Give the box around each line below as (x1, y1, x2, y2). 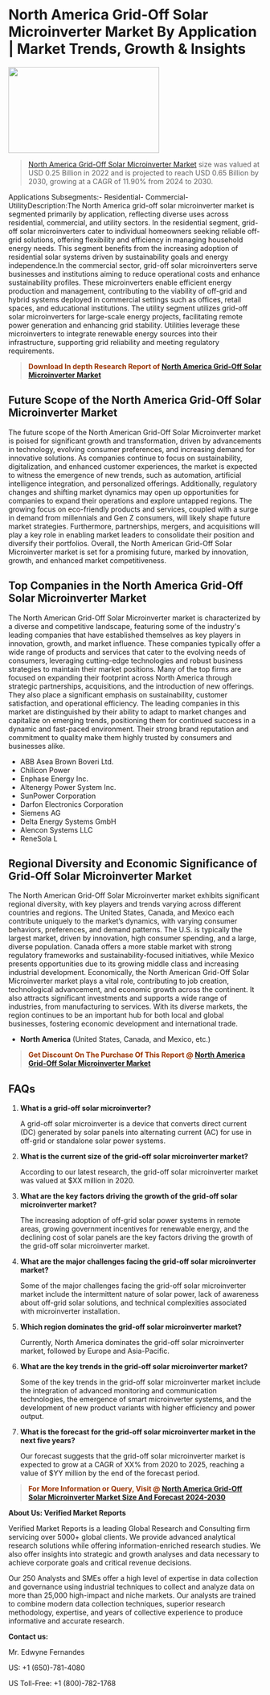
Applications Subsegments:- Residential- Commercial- (8, 191, 189, 202)
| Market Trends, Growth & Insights (8, 40, 247, 58)
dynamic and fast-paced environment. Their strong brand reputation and (8, 724, 249, 734)
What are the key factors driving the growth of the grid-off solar (19, 1191, 238, 1201)
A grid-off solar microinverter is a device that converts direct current (19, 1119, 247, 1129)
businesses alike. (8, 741, 66, 751)
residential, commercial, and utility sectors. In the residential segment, (8, 217, 240, 227)
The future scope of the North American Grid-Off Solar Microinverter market (8, 427, 261, 437)
